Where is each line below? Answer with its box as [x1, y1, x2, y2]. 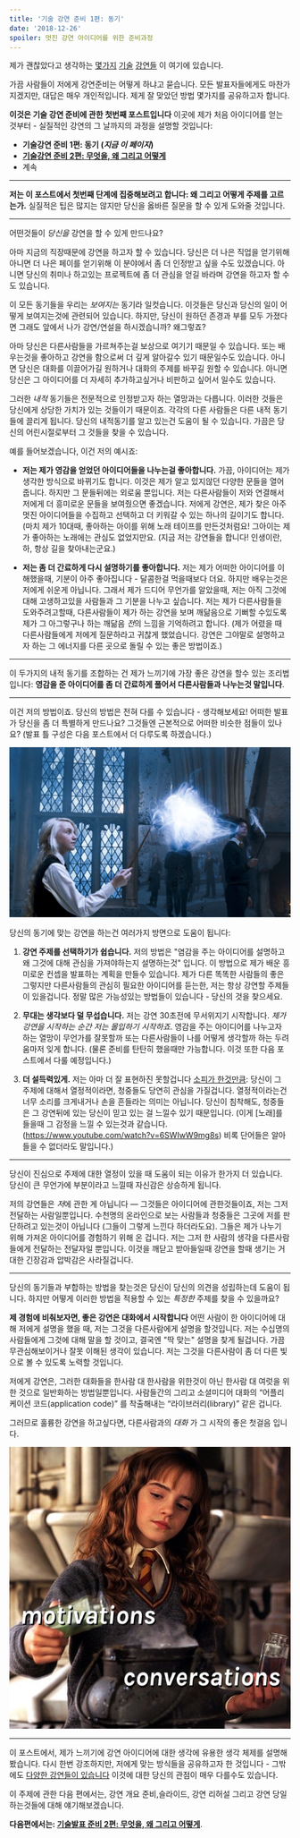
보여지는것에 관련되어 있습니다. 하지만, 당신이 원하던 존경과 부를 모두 [25, 311, 264, 321]
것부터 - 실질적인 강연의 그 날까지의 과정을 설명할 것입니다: [9, 121, 212, 132]
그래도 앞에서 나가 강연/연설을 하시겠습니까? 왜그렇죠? [18, 322, 207, 333]
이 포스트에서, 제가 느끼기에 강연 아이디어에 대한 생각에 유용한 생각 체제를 [9, 1747, 264, 1757]
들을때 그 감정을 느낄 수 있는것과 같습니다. [21, 1119, 168, 1129]
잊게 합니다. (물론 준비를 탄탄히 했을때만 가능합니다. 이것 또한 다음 [46, 1043, 275, 1054]
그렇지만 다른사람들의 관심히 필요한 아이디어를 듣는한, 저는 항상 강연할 [21, 980, 266, 991]
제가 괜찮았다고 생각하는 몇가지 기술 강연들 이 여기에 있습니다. [9, 60, 224, 71]
